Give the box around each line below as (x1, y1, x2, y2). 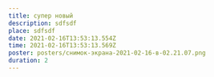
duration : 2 (8, 57, 48, 65)
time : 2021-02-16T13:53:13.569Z (8, 42, 116, 50)
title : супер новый (8, 11, 74, 20)
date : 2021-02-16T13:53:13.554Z (8, 34, 116, 43)
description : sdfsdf (8, 19, 78, 27)
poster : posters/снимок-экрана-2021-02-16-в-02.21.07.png (8, 49, 206, 57)
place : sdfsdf (8, 26, 56, 34)
